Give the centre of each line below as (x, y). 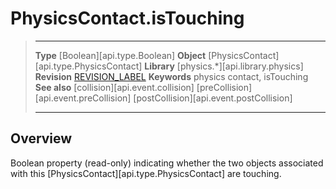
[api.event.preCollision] (83, 98)
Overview (41, 138)
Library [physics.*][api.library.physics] (224, 66)
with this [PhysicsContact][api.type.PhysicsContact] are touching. (146, 173)
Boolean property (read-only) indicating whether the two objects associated (167, 163)
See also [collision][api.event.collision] (114, 87)
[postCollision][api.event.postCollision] (213, 98)
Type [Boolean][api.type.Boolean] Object (120, 55)
